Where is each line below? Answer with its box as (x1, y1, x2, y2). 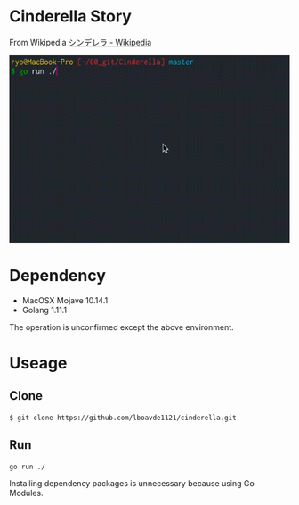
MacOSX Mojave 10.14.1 (21, 294, 109, 305)
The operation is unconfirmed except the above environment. (9, 321, 234, 332)
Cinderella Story (9, 6, 132, 27)
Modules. (9, 487, 44, 498)
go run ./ (9, 462, 46, 471)
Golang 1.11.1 (21, 304, 68, 315)
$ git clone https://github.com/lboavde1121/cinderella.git (9, 413, 238, 422)
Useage (9, 353, 68, 374)
